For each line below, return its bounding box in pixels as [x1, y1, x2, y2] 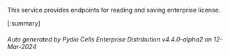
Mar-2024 [7, 42, 37, 50]
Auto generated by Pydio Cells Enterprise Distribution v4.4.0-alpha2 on [7, 35, 213, 44]
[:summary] [7, 19, 40, 27]
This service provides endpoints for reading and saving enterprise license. [7, 6, 221, 14]
